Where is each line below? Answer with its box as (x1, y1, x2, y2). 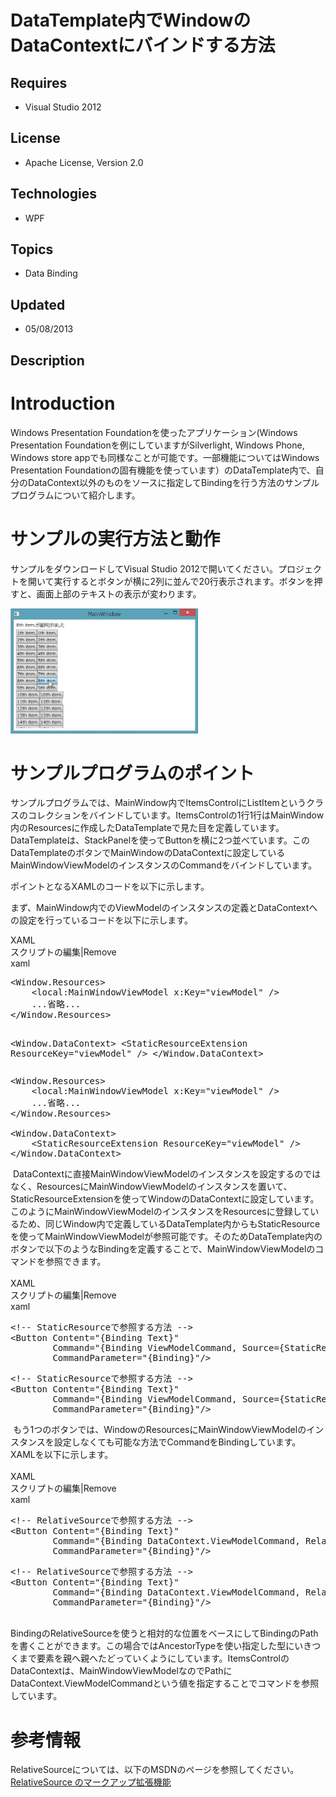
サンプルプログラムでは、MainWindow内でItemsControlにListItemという (10, 797, 307, 809)
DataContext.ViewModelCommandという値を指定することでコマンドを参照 (10, 1677, 320, 1690)
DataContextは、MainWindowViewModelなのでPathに (10, 1665, 233, 1677)
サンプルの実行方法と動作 (10, 527, 221, 550)
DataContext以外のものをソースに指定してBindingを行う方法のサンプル (27, 476, 320, 488)
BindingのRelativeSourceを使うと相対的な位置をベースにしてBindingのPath (10, 1627, 319, 1640)
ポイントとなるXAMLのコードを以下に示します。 (10, 881, 210, 893)
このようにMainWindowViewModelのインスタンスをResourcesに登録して (10, 1206, 311, 1218)
